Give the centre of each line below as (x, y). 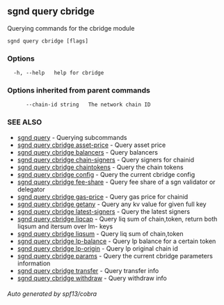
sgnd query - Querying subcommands (72, 137)
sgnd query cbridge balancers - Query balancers (88, 152)
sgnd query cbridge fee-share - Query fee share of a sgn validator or (116, 182)
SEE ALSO (25, 123)
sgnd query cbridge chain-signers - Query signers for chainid (106, 159)
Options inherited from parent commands (79, 91)
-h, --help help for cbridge (59, 73)
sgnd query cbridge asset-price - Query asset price (91, 145)
